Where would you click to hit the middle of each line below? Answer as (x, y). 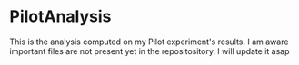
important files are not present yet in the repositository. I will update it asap (149, 51)
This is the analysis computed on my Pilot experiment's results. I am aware (149, 42)
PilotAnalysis (60, 17)
